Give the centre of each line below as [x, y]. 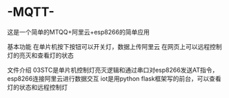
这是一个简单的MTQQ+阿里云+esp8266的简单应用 [78, 32]
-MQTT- [31, 12]
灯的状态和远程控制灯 [37, 87]
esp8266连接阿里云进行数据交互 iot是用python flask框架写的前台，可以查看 [114, 78]
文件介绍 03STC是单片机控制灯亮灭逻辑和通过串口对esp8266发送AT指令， [113, 70]
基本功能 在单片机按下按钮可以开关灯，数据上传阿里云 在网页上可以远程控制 [114, 46]
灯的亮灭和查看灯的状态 [40, 55]
